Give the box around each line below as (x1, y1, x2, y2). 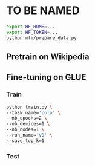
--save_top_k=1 (6, 137, 45, 144)
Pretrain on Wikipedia (6, 51, 90, 62)
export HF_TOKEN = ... (6, 29, 59, 35)
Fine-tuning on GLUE (6, 72, 87, 82)
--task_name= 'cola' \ (6, 109, 61, 115)
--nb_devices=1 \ (6, 121, 50, 127)
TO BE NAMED (6, 4, 80, 18)
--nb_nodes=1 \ (6, 126, 45, 133)
